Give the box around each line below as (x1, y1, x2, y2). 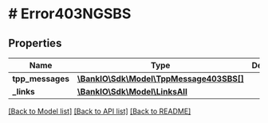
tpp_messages (12, 73, 70, 84)
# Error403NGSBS (8, 5, 132, 23)
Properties (8, 37, 62, 50)
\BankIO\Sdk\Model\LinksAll (77, 86, 187, 97)
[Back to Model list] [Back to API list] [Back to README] (8, 106, 191, 116)
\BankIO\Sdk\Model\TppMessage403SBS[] (77, 73, 245, 84)
